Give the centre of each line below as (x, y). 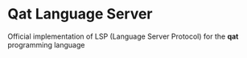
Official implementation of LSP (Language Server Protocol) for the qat (123, 36)
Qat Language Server (80, 14)
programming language (46, 44)
